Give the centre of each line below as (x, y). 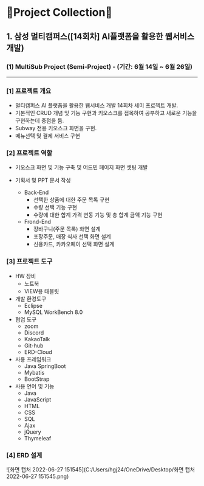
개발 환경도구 (31, 299)
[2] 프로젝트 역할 (29, 153)
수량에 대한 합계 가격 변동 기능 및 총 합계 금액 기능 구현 (98, 215)
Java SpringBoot (45, 366)
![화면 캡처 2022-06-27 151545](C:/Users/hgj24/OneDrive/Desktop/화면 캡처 (101, 470)
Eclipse (33, 305)
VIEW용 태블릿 (42, 291)
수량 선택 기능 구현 (55, 207)
